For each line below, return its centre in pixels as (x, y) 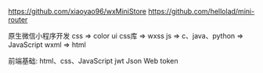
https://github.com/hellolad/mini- (202, 11)
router (18, 20)
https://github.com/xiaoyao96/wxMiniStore (77, 11)
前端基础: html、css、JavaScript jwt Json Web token (93, 61)
